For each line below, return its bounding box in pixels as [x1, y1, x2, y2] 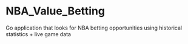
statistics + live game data [5, 30, 71, 37]
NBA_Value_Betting [5, 4, 106, 18]
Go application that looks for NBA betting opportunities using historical [5, 24, 183, 31]
